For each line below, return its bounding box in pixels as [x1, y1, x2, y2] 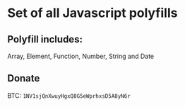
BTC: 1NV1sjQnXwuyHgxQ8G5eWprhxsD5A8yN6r [7, 91, 131, 100]
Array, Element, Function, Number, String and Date [7, 52, 155, 60]
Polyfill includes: [7, 33, 83, 45]
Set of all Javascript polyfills [7, 5, 178, 21]
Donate [7, 72, 40, 84]
